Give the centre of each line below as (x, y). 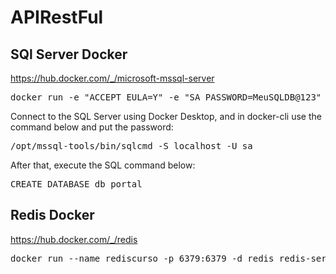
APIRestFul (57, 17)
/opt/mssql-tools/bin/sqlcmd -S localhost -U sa (131, 146)
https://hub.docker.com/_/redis (74, 239)
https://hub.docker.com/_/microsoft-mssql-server (112, 78)
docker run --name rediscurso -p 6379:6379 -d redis (142, 258)
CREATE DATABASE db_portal (76, 184)
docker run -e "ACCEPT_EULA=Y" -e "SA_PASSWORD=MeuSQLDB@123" (166, 97)
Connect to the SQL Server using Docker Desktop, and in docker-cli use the (166, 116)
